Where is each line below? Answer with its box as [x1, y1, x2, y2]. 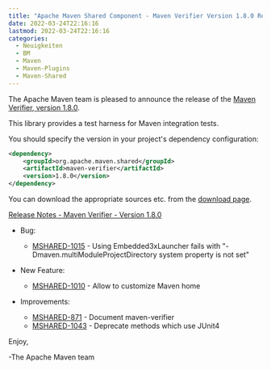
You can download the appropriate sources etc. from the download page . [8, 195, 252, 204]
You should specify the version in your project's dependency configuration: [8, 134, 260, 144]
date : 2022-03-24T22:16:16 [8, 19, 99, 27]
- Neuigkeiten [15, 42, 63, 50]
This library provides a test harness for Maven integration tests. [8, 118, 219, 128]
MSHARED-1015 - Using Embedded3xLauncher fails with [31, 242, 221, 250]
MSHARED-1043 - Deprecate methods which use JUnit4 [31, 321, 220, 330]
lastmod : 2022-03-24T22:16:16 [8, 27, 110, 35]
